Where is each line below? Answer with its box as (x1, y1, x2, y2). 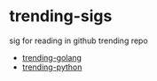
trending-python (21, 62, 82, 72)
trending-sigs (9, 6, 113, 26)
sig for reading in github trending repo (9, 35, 148, 46)
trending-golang (21, 52, 82, 63)
